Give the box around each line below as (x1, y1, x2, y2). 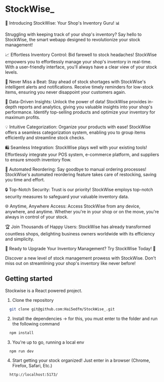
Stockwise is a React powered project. (5, 288, 82, 294)
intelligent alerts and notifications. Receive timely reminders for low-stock (5, 84, 154, 89)
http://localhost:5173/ (9, 372, 58, 377)
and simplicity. (5, 236, 34, 242)
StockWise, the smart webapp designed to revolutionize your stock (5, 36, 141, 42)
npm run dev (9, 349, 34, 353)
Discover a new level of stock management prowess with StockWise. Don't (5, 255, 156, 261)
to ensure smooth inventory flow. (5, 156, 72, 163)
